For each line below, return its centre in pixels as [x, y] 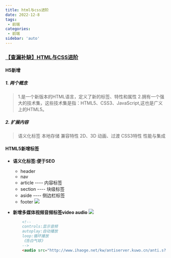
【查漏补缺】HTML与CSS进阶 [42, 57]
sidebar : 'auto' [22, 39]
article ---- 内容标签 [41, 183]
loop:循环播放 [35, 236]
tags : [11, 19]
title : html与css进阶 [27, 10]
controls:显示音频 [40, 227]
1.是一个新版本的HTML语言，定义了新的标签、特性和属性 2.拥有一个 [89, 97]
